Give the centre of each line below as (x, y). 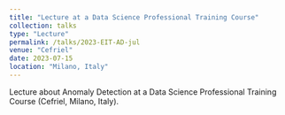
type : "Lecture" (39, 34)
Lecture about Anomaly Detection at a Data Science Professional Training (143, 92)
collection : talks (43, 26)
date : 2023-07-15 (41, 58)
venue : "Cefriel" (41, 50)
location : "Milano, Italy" (59, 67)
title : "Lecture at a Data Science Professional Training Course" (134, 17)
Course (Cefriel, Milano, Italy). (64, 101)
